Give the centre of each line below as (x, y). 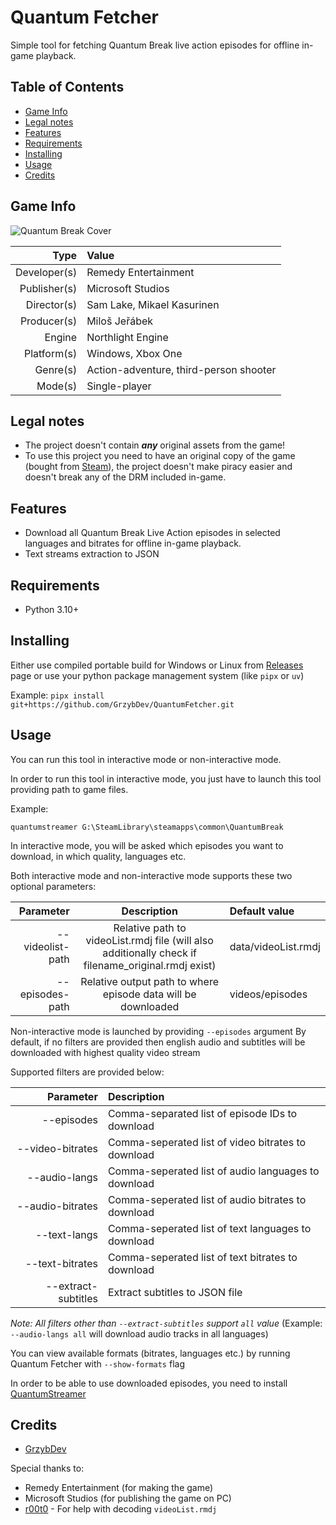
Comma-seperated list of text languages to (209, 1228)
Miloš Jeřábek (120, 321)
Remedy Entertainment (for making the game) (119, 1488)
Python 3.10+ (52, 609)
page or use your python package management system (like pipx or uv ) (157, 675)
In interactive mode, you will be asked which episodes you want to (147, 845)
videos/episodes (268, 994)
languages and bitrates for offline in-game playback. (133, 543)
